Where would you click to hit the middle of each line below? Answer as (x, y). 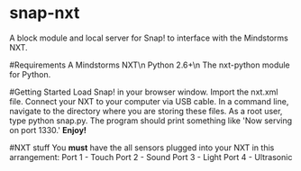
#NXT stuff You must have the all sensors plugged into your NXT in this (142, 148)
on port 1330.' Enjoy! (48, 130)
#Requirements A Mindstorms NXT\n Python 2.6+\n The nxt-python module (150, 65)
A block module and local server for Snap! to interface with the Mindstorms (149, 38)
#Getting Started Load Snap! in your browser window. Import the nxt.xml (144, 92)
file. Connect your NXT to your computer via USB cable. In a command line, (149, 101)
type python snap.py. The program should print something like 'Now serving (151, 121)
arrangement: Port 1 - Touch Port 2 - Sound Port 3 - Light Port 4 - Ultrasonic (151, 157)
